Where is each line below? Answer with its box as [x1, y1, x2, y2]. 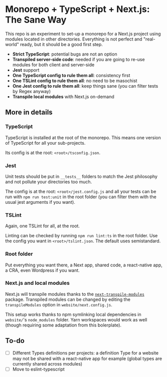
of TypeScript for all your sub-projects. [5, 140, 86, 146]
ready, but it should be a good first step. [20, 41, 103, 47]
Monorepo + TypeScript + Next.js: [5, 4, 150, 15]
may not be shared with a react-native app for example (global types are [12, 355, 162, 361]
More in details [5, 108, 53, 117]
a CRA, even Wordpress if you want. [5, 267, 80, 273]
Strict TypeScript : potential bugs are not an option [12, 51, 117, 57]
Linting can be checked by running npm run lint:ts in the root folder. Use [5, 233, 158, 239]
